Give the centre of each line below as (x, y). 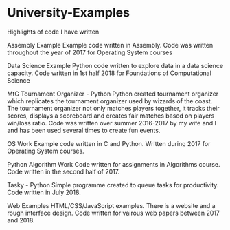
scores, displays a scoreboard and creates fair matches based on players (111, 116)
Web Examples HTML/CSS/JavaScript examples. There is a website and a (111, 205)
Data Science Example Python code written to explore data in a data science (115, 65)
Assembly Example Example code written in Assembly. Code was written (110, 45)
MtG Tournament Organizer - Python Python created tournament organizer (113, 94)
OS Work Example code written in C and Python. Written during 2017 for (109, 143)
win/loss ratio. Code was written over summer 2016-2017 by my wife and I (112, 123)
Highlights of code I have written (53, 32)
